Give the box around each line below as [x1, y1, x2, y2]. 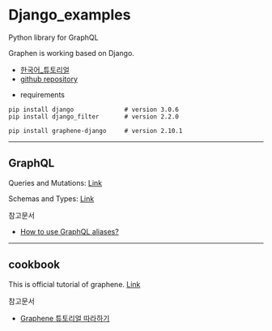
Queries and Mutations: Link [8, 178, 103, 187]
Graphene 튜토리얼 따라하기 [19, 313, 110, 323]
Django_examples [8, 6, 131, 24]
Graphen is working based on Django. [8, 48, 135, 58]
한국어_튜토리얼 [19, 65, 70, 75]
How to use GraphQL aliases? [19, 226, 119, 236]
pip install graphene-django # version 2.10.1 [8, 127, 183, 135]
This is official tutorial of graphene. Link [8, 279, 141, 289]
